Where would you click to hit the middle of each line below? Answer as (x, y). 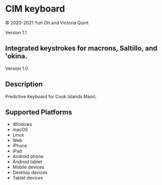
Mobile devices (28, 167)
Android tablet (27, 162)
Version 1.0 (17, 68)
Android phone (28, 156)
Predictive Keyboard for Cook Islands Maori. (51, 96)
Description (24, 84)
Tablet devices (28, 178)
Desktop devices (30, 172)
